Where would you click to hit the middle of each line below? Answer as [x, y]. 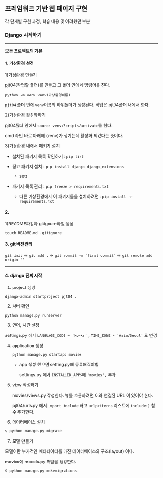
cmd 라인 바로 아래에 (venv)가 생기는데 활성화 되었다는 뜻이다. [64, 136]
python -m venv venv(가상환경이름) [38, 95]
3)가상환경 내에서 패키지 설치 [33, 146]
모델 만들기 [23, 441]
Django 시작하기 [24, 35]
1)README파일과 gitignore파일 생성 [39, 223]
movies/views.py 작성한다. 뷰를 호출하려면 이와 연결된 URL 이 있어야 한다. [83, 395]
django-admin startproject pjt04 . [41, 296]
